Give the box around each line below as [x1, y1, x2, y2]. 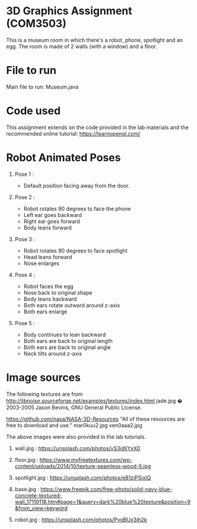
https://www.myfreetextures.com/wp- [39, 456, 132, 463]
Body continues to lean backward [23, 331, 106, 338]
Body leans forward [23, 224, 72, 231]
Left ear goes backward [23, 211, 82, 218]
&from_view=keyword [14, 504, 68, 512]
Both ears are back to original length [23, 337, 113, 344]
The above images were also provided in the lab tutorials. [6, 433, 147, 440]
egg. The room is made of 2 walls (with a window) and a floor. [6, 43, 157, 50]
